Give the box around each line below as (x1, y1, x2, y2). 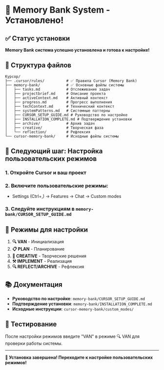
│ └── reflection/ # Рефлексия (5, 129, 91, 135)
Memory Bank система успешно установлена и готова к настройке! (5, 47, 150, 53)
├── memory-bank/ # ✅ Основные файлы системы (5, 82, 124, 87)
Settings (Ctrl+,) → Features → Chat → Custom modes (12, 194, 122, 199)
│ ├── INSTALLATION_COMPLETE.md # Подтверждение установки (5, 117, 132, 121)
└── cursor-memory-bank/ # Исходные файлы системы (5, 134, 119, 138)
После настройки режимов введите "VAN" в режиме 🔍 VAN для (5, 333, 140, 339)
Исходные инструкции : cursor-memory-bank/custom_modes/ (12, 306, 134, 312)
